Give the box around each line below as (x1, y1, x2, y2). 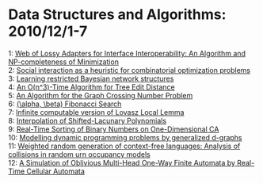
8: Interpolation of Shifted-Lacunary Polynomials (8, 116, 167, 125)
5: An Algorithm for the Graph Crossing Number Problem (8, 90, 193, 100)
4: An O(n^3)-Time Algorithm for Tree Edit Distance (8, 82, 176, 92)
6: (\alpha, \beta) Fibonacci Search (8, 99, 122, 109)
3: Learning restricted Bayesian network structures (8, 74, 174, 83)
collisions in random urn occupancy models (8, 149, 151, 159)
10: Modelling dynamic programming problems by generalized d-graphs (8, 132, 242, 142)
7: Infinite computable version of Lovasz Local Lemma (8, 107, 185, 116)
